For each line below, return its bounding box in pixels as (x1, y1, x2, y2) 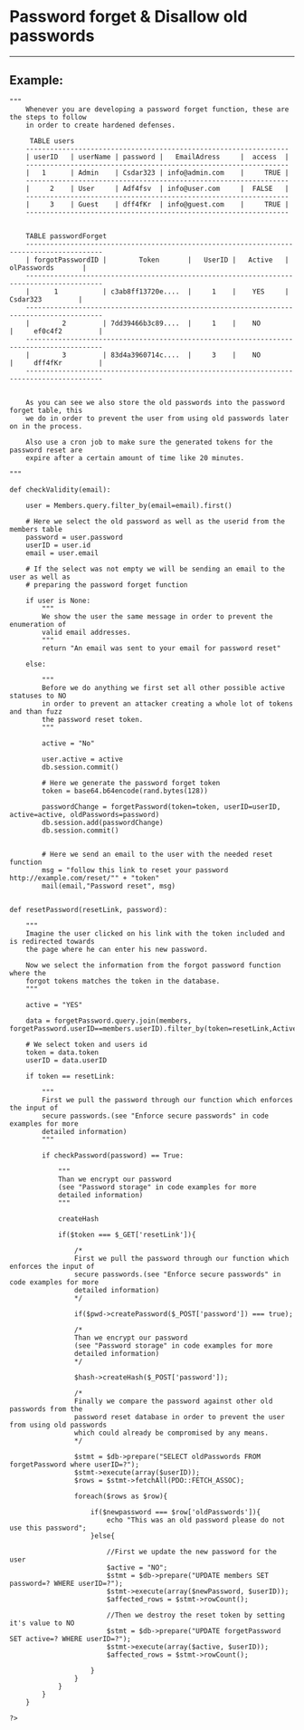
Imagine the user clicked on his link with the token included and (25, 928, 285, 938)
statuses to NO (9, 691, 67, 700)
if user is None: (25, 596, 91, 605)
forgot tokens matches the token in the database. (25, 976, 221, 985)
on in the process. (9, 421, 83, 431)
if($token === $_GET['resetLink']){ (57, 1230, 196, 1239)
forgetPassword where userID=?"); (9, 1460, 140, 1469)
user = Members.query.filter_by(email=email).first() (25, 501, 233, 510)
